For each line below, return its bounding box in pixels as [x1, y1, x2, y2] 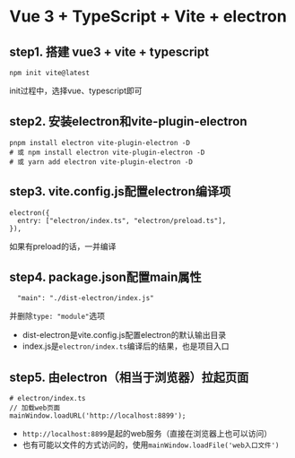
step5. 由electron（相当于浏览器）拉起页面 [9, 369, 249, 385]
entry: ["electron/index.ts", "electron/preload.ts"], [17, 216, 227, 225]
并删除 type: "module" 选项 [9, 311, 106, 322]
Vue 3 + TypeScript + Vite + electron [9, 6, 287, 27]
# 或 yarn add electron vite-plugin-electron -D [9, 157, 193, 167]
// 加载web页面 [9, 403, 61, 413]
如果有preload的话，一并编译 [9, 240, 117, 252]
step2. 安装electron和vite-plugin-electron [9, 114, 248, 129]
